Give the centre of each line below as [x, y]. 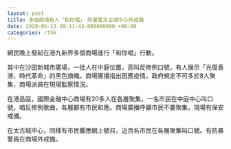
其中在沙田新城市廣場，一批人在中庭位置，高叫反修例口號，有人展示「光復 [112, 67]
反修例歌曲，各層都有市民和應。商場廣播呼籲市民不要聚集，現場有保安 [124, 107]
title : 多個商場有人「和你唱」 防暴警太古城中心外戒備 [76, 20]
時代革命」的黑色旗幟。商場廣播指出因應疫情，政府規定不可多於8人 [114, 76]
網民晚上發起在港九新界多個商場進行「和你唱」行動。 [82, 53]
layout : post [26, 13]
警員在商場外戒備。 [34, 139]
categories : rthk [32, 32]
